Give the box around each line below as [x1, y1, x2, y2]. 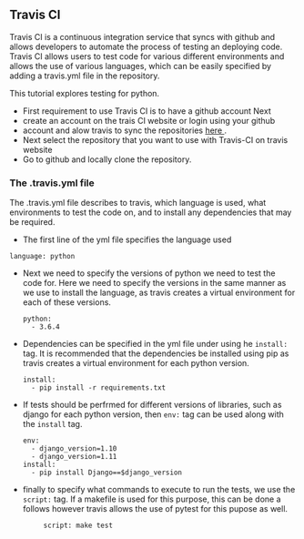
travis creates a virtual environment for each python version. [22, 358, 250, 369]
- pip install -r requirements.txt [31, 383, 167, 392]
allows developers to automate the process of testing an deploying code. [9, 41, 283, 52]
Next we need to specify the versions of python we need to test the [22, 268, 276, 279]
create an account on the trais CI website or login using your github [22, 115, 276, 126]
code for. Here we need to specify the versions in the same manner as [22, 278, 287, 289]
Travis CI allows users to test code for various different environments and [9, 50, 285, 62]
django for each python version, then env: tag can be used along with [22, 409, 285, 420]
